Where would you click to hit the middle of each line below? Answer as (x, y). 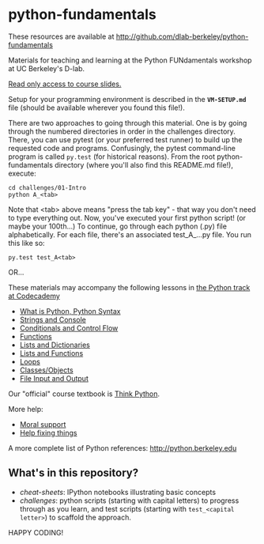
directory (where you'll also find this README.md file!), (144, 164)
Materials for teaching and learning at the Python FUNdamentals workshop (130, 60)
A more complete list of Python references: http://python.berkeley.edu (123, 448)
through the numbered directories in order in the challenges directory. (122, 131)
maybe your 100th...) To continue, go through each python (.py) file (118, 226)
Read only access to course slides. (65, 84)
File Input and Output (54, 378)
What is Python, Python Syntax (70, 311)
